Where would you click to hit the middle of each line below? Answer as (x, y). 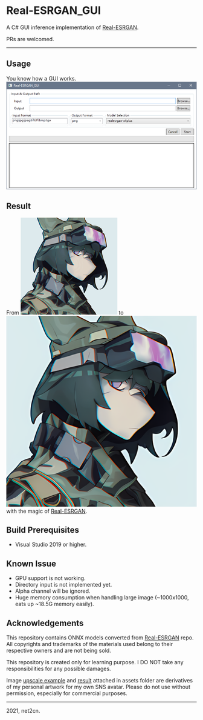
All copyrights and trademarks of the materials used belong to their (90, 644)
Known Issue (31, 563)
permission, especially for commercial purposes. (67, 693)
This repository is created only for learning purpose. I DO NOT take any (95, 662)
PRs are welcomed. (30, 39)
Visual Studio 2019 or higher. (51, 545)
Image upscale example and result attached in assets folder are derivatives (100, 681)
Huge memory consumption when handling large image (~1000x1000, (102, 598)
